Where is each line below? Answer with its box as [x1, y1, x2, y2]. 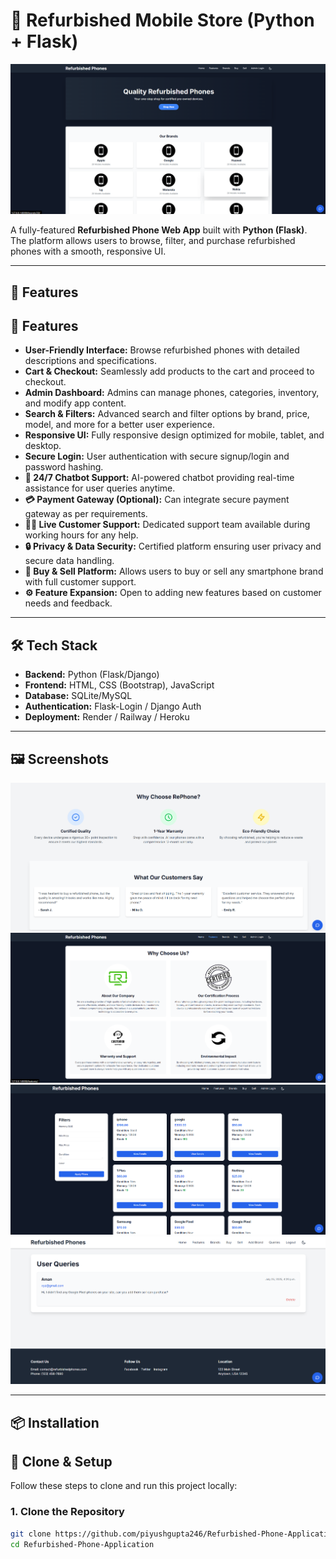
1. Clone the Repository [10, 1505, 125, 1519]
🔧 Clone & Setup [10, 1454, 113, 1471]
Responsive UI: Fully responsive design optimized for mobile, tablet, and [24, 429, 325, 441]
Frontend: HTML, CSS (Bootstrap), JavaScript [24, 679, 215, 691]
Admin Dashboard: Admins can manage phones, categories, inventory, [24, 387, 320, 399]
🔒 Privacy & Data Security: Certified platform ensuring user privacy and [24, 540, 322, 553]
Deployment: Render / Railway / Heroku [24, 711, 190, 723]
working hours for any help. [24, 529, 139, 541]
